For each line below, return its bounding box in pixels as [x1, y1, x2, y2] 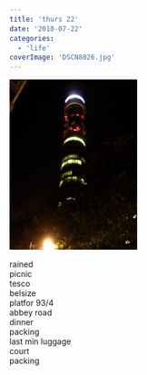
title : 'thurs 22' [9, 15, 79, 24]
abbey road [9, 307, 53, 318]
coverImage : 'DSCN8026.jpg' [9, 53, 116, 63]
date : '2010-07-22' [9, 24, 83, 34]
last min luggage [9, 336, 72, 347]
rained [9, 259, 34, 270]
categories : [9, 34, 54, 43]
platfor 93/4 [9, 298, 54, 309]
